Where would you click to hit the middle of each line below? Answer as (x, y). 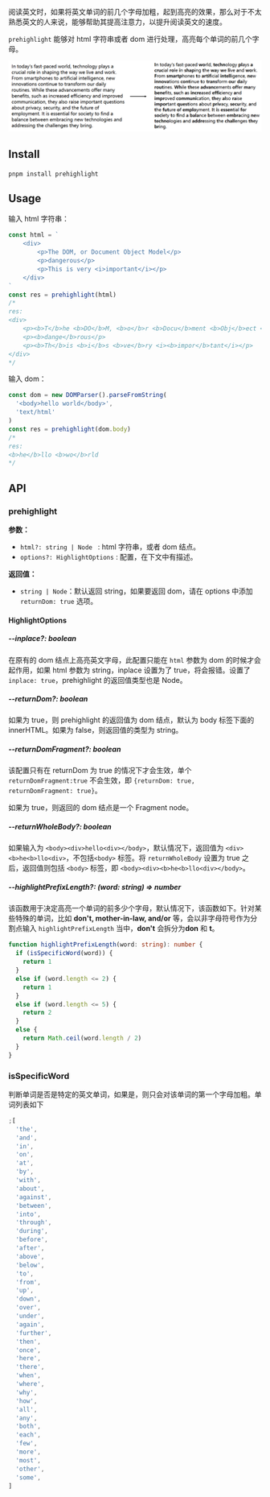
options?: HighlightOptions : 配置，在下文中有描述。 (108, 556)
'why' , (27, 1392)
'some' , (29, 1477)
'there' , (30, 1367)
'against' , (34, 1197)
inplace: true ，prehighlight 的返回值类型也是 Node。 (98, 680)
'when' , (29, 1375)
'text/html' (36, 412)
